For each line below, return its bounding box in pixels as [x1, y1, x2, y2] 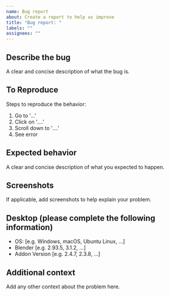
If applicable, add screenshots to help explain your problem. [6, 196, 152, 203]
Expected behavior [6, 148, 77, 158]
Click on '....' [14, 118, 45, 125]
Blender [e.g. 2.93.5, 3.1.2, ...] [14, 244, 86, 251]
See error [14, 131, 38, 138]
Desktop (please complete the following [6, 213, 156, 223]
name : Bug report [6, 8, 49, 15]
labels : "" [6, 25, 33, 31]
